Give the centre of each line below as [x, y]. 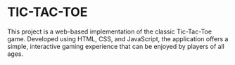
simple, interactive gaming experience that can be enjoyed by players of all [116, 46]
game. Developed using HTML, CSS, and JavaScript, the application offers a [118, 38]
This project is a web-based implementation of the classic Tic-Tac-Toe [110, 31]
